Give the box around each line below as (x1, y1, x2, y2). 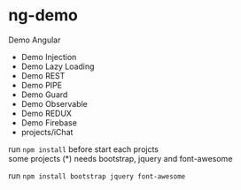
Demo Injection (20, 51, 77, 62)
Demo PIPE (20, 80, 63, 90)
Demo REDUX (20, 108, 73, 118)
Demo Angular (8, 34, 61, 45)
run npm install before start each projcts (8, 143, 159, 155)
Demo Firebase (20, 117, 77, 128)
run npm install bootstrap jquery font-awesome (8, 170, 186, 181)
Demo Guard (20, 89, 68, 100)
